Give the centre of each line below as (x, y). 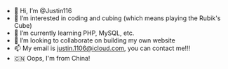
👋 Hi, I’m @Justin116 (43, 11)
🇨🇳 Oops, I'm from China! (52, 58)
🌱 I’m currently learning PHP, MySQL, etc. (74, 33)
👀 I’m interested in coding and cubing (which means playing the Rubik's (117, 18)
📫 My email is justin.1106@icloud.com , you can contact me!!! (102, 48)
